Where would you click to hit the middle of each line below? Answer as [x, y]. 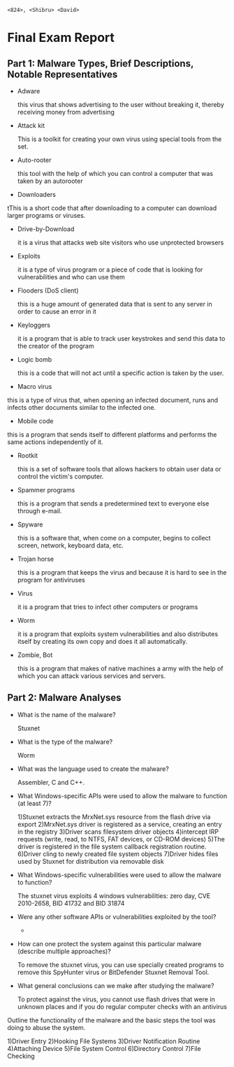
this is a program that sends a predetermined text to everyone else [113, 503]
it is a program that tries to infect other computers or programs [108, 607]
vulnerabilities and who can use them [71, 277]
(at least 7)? [34, 803]
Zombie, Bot [35, 655]
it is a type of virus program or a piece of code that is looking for [110, 270]
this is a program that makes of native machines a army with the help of [120, 668]
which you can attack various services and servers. [92, 676]
